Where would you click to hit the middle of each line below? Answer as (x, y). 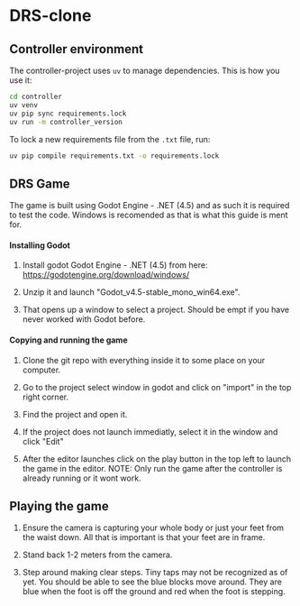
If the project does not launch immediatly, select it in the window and (150, 432)
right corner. (45, 397)
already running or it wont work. (82, 478)
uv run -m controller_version (66, 122)
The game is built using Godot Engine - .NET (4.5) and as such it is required (150, 206)
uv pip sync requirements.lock (68, 114)
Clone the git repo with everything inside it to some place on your (144, 360)
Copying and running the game (68, 340)
